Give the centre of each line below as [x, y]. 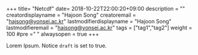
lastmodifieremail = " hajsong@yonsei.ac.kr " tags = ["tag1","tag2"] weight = [99, 27]
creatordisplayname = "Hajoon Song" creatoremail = [71, 15]
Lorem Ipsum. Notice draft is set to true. [57, 45]
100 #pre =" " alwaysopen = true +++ [53, 34]
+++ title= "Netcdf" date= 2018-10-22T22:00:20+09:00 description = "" [96, 9]
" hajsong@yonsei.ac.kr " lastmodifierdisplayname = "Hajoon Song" [89, 21]
